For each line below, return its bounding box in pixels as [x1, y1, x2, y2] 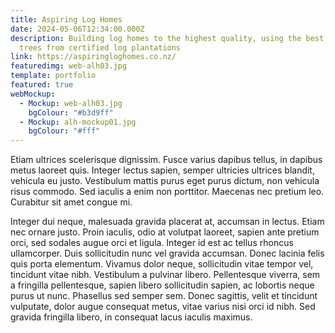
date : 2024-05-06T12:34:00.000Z [10, 24, 145, 34]
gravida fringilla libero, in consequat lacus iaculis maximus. [10, 311, 253, 323]
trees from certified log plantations [19, 42, 182, 53]
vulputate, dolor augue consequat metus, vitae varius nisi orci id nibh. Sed [10, 301, 316, 313]
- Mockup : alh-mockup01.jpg [19, 117, 137, 127]
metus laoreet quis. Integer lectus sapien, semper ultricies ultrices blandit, [10, 164, 315, 176]
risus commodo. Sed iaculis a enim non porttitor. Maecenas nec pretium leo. [10, 186, 325, 198]
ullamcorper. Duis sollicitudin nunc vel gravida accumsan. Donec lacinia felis [10, 247, 325, 260]
